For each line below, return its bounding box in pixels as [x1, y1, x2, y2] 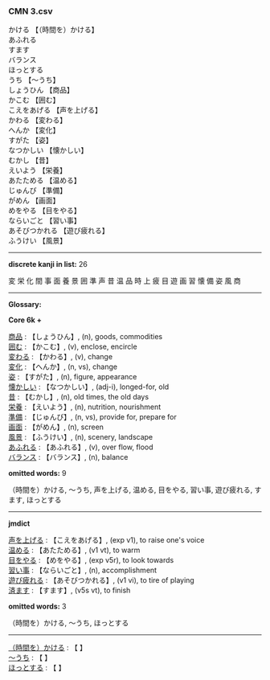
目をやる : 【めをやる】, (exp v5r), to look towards [8, 555, 174, 565]
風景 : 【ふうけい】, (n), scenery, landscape [8, 432, 153, 442]
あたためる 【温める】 [8, 175, 81, 186]
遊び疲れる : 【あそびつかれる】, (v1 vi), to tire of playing [8, 576, 194, 585]
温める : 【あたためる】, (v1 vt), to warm [8, 545, 141, 555]
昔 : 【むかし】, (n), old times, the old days [8, 392, 149, 402]
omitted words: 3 [8, 601, 67, 612]
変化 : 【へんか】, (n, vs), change [8, 362, 118, 371]
